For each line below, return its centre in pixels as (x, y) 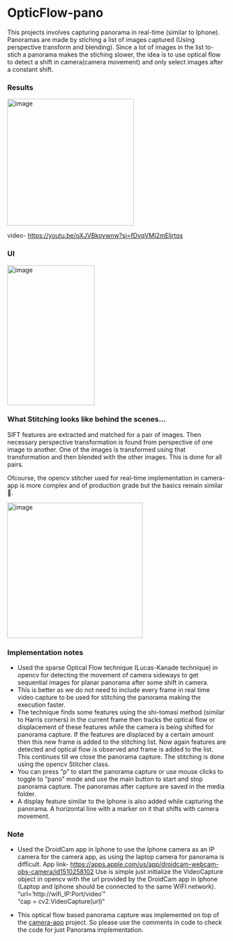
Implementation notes (45, 652)
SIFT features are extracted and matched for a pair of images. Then (104, 434)
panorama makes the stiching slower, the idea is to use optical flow (124, 55)
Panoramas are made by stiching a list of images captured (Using (101, 39)
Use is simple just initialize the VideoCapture (159, 872)
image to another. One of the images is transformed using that (97, 450)
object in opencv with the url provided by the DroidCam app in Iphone (118, 879)
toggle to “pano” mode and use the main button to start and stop (110, 779)
